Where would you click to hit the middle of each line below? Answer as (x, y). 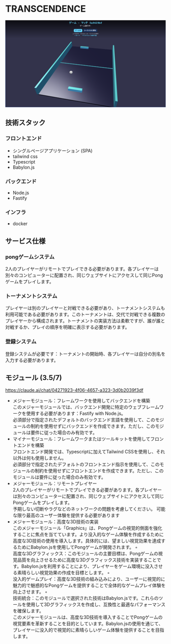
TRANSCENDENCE (46, 9)
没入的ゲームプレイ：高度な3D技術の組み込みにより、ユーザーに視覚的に (89, 579)
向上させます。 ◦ (30, 592)
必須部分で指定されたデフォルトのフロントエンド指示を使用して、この (86, 465)
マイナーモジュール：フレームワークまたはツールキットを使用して (81, 439)
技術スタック (25, 123)
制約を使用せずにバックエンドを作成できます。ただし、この (93, 426)
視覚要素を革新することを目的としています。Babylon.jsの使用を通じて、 (88, 624)
